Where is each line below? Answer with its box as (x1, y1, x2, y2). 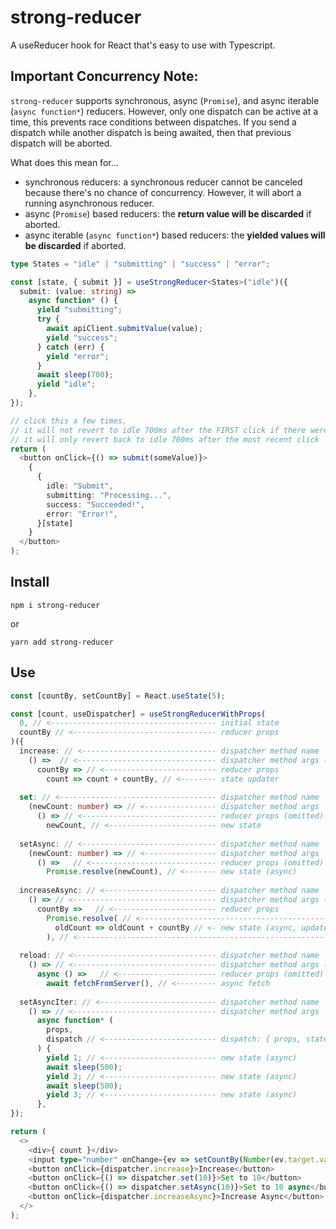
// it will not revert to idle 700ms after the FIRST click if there (10, 425, 307, 435)
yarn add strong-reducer (10, 637, 114, 647)
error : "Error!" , (46, 509, 118, 519)
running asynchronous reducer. (24, 197, 155, 209)
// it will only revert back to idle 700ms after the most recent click (10, 434, 320, 445)
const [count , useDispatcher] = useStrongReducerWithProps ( (10, 709, 267, 719)
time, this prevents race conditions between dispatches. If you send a (10, 116, 297, 128)
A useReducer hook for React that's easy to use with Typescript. (10, 39, 276, 51)
